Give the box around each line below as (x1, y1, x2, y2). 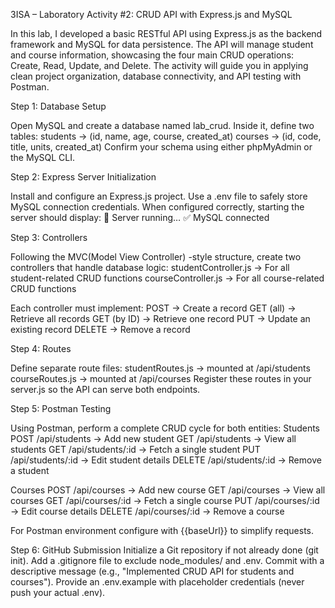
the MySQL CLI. (10, 152, 76, 163)
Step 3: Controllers (10, 232, 88, 243)
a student (10, 465, 50, 476)
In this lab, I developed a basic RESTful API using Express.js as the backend (10, 28, 323, 39)
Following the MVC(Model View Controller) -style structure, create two (10, 251, 302, 263)
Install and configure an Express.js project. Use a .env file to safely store (10, 190, 308, 202)
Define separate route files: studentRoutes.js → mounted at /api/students (10, 362, 311, 374)
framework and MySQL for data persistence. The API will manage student (10, 39, 314, 50)
